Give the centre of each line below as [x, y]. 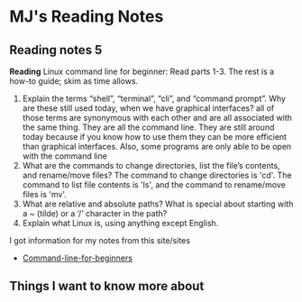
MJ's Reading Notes [87, 17]
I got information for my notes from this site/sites [100, 240]
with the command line [65, 156]
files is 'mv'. [45, 194]
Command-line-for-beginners [78, 258]
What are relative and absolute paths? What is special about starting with [158, 204]
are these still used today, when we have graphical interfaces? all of [148, 108]
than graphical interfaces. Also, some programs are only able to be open [157, 146]
